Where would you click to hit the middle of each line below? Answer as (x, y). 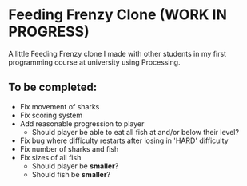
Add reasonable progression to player (82, 123)
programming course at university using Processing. (95, 62)
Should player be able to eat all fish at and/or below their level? (135, 132)
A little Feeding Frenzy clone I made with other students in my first (117, 53)
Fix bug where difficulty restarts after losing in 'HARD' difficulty (124, 140)
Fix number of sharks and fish (69, 148)
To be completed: (53, 87)
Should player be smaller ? (75, 166)
